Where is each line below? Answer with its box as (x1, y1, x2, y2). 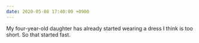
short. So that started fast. (6, 31, 71, 38)
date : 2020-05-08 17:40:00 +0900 (6, 8, 90, 15)
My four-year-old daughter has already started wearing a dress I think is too (6, 25, 193, 32)
